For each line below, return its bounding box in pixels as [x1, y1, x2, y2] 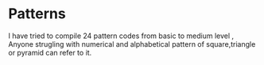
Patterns [8, 5, 66, 23]
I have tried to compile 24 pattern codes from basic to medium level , [8, 31, 235, 40]
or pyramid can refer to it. [8, 48, 92, 57]
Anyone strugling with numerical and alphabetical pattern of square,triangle [8, 39, 256, 48]
